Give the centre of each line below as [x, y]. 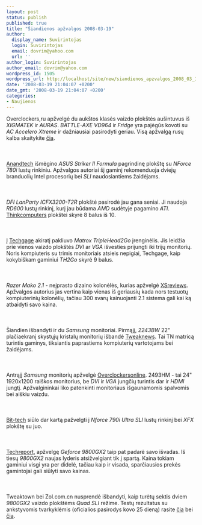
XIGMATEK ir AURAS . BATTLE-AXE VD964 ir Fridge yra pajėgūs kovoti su [97, 125]
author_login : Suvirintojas [41, 62]
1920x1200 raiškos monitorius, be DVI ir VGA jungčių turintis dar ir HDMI [95, 381]
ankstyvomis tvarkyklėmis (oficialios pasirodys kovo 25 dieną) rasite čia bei [100, 509]
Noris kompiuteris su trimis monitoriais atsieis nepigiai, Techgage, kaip [93, 253]
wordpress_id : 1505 [31, 74]
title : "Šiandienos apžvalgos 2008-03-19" [60, 29]
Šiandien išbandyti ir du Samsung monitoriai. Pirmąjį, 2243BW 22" [88, 330]
